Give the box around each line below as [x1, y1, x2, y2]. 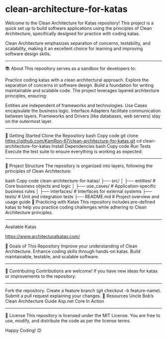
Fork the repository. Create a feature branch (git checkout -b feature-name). [5, 287, 162, 293]
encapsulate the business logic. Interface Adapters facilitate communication [5, 108, 161, 113]
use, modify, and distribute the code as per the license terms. [5, 318, 131, 324]
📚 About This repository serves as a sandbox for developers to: [5, 65, 137, 71]
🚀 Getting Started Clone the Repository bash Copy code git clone [5, 132, 139, 138]
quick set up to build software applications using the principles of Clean [5, 25, 152, 31]
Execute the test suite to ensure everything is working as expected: [5, 148, 143, 154]
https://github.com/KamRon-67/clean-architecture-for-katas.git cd [5, 138, 142, 144]
